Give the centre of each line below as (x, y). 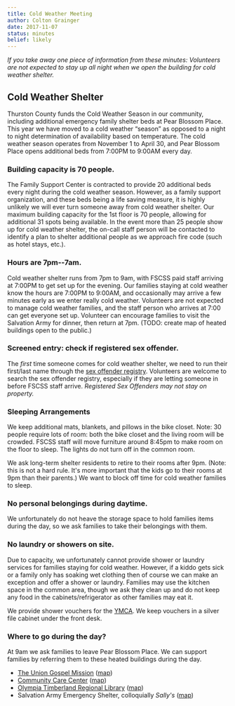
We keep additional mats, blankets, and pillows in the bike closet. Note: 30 (115, 427)
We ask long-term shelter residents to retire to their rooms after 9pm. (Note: (117, 463)
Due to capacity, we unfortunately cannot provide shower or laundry (106, 560)
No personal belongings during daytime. (78, 504)
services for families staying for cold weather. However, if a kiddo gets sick (116, 567)
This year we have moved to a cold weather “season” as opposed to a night (116, 129)
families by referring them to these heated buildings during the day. (105, 659)
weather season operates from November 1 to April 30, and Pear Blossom (113, 143)
